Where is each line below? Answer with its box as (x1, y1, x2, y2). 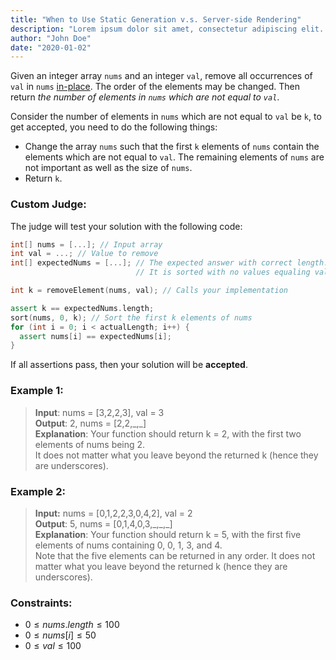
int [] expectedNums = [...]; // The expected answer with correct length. (10, 258, 329, 268)
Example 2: (10, 484, 66, 498)
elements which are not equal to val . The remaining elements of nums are (24, 151, 325, 163)
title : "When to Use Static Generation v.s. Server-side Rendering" (10, 14, 302, 25)
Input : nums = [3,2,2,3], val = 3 (34, 406, 165, 418)
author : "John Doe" (10, 33, 92, 43)
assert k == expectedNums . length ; (10, 303, 155, 313)
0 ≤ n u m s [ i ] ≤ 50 (24, 629, 97, 641)
